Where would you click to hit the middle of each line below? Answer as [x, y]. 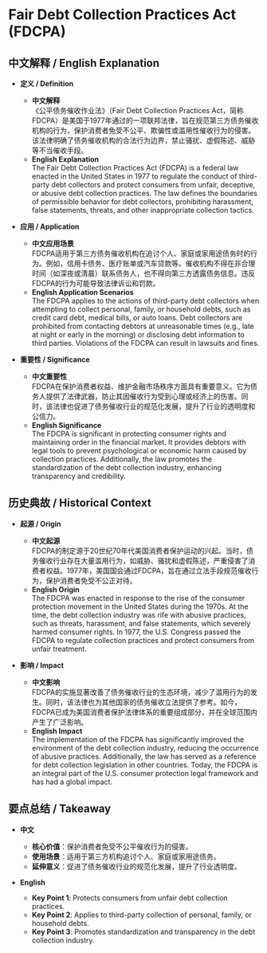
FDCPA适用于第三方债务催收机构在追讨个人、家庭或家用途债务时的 [141, 253]
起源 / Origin [40, 524]
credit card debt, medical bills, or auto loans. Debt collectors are [137, 318]
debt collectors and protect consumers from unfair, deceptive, [153, 184]
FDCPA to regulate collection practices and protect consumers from [143, 640]
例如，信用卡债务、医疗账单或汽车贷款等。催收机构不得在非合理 [151, 263]
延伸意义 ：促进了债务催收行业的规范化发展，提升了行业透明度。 [136, 866]
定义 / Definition [47, 84]
